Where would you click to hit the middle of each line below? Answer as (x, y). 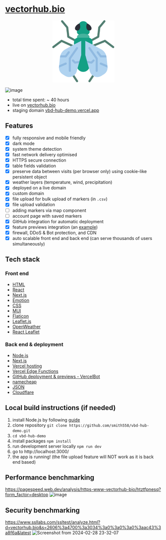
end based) (24, 462)
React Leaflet (26, 332)
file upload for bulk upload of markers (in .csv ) (60, 199)
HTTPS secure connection (39, 160)
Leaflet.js (22, 321)
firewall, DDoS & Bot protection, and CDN (54, 233)
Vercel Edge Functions (35, 371)
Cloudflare (23, 392)
